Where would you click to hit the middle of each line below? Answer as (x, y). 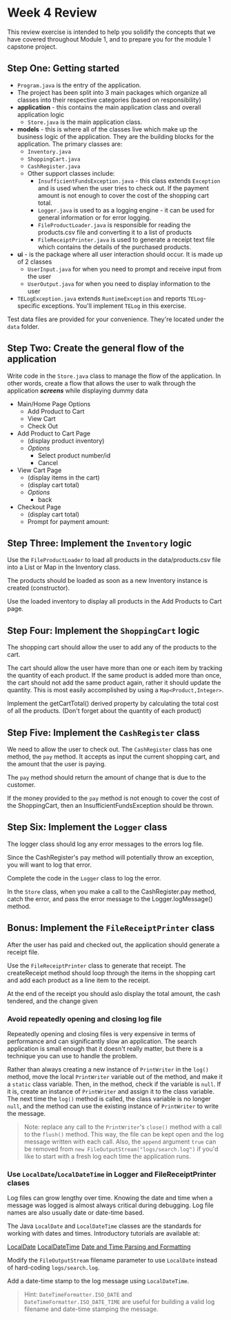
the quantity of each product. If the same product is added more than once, (114, 676)
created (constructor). (39, 588)
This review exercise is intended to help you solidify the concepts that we (111, 32)
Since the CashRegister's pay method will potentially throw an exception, (111, 857)
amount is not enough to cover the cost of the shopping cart (123, 195)
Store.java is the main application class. (85, 122)
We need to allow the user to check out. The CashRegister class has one (110, 749)
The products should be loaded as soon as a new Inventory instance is (108, 581)
